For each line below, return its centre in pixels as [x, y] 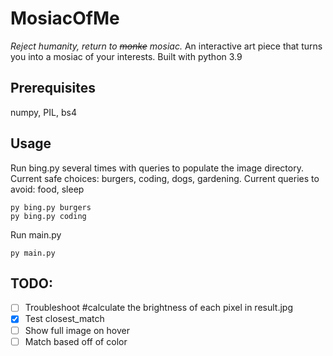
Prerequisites [53, 88]
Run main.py [36, 234]
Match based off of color [76, 341]
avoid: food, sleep [47, 189]
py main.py [33, 253]
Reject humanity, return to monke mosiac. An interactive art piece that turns [166, 46]
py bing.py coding [48, 216]
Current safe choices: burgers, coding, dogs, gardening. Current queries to [165, 178]
